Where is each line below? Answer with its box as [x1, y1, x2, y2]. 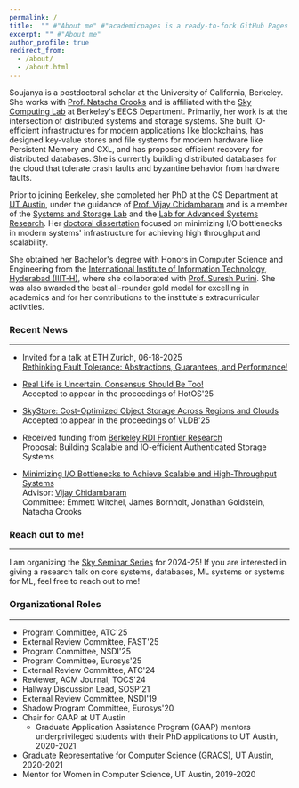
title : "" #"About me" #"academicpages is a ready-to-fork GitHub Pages [9, 21, 289, 30]
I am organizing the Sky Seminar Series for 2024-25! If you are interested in [9, 557, 287, 568]
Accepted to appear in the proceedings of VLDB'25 [21, 415, 211, 426]
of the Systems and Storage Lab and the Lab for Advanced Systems [9, 208, 259, 219]
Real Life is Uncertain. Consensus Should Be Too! [21, 379, 205, 390]
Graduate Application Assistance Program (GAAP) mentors [35, 721, 251, 732]
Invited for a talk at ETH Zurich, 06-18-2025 [21, 353, 182, 363]
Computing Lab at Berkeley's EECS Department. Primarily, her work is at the [9, 106, 288, 117]
